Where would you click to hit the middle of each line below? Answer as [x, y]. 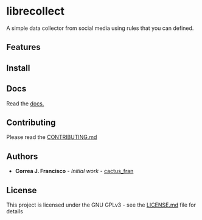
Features [23, 47]
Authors [22, 156]
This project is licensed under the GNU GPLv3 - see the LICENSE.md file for [101, 205]
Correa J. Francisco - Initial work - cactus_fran [74, 171]
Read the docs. [25, 103]
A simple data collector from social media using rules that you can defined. [100, 28]
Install [18, 68]
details [15, 211]
